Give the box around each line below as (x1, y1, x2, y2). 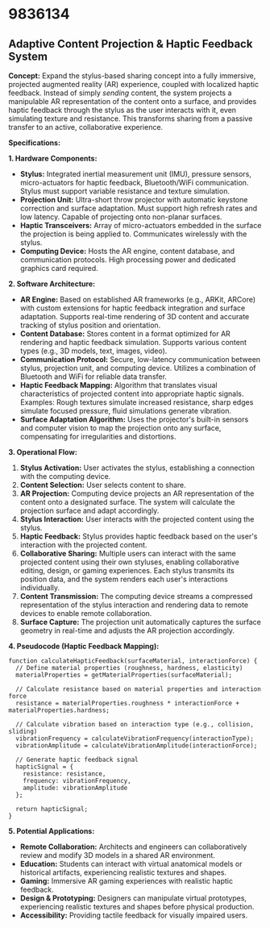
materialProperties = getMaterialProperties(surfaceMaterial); (15, 671, 232, 679)
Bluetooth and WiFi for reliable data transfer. (19, 372, 168, 381)
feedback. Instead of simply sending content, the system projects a (8, 88, 232, 98)
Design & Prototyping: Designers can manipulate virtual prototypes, (19, 893, 247, 903)
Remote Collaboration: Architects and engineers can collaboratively (19, 842, 247, 851)
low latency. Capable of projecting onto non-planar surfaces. (19, 212, 222, 222)
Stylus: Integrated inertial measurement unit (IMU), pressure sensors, (19, 169, 252, 178)
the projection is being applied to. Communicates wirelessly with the (19, 229, 247, 239)
